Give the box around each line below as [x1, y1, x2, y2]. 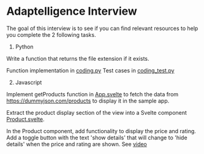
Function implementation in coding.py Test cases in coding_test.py [6, 66, 175, 74]
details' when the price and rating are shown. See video [6, 140, 147, 148]
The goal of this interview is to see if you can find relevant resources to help [6, 25, 198, 32]
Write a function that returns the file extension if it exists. [6, 55, 149, 62]
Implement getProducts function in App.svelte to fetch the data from [6, 90, 179, 98]
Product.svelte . [6, 115, 45, 123]
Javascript [15, 79, 42, 86]
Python [15, 43, 34, 50]
